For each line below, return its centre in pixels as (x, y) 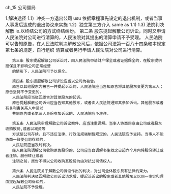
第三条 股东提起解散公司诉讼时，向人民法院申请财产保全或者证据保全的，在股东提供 (87, 60)
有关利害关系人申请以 (24, 108)
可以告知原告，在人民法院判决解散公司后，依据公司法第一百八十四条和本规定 (85, 44)
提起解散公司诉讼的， (28, 182)
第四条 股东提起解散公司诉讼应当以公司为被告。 (55, 81)
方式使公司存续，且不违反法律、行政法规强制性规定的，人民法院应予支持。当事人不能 (88, 134)
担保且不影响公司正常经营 (28, 66)
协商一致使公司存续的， (26, 140)
